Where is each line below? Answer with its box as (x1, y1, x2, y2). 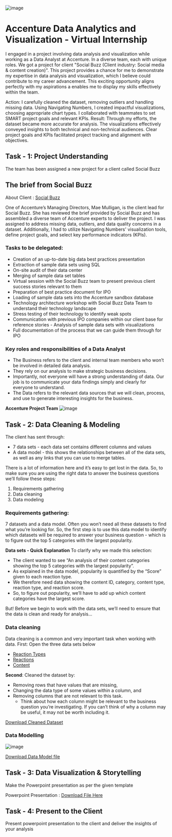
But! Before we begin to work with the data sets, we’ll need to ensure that (5, 606, 160, 612)
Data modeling (12, 496, 44, 502)
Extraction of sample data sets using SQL (12, 261, 101, 267)
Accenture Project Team (5, 405, 58, 411)
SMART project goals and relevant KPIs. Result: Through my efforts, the (5, 115, 157, 121)
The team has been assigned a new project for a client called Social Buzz (5, 166, 161, 172)
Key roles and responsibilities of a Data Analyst (5, 345, 126, 352)
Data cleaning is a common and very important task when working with (5, 635, 156, 642)
